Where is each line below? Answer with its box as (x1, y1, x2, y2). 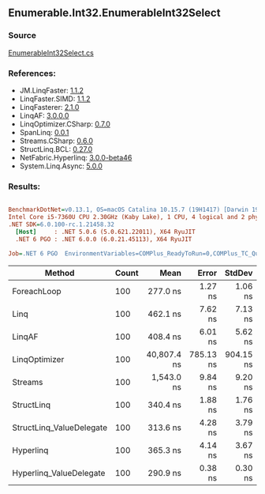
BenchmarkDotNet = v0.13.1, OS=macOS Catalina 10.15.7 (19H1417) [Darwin (8, 206, 248, 214)
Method (44, 267, 75, 278)
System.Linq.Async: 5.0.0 (19, 161, 103, 171)
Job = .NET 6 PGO (8, 249, 58, 258)
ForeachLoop (12, 285, 62, 296)
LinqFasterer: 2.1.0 (19, 102, 80, 111)
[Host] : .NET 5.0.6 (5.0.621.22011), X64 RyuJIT (15, 228, 196, 236)
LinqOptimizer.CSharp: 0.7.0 (19, 119, 110, 129)
